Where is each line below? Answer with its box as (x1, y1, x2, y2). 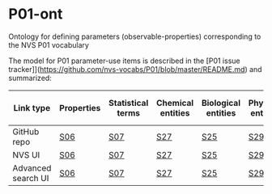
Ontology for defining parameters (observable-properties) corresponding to (8, 32, 261, 41)
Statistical (108, 97, 149, 108)
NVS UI (12, 149, 40, 160)
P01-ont (8, 5, 63, 23)
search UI (12, 172, 49, 183)
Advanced (12, 162, 52, 174)
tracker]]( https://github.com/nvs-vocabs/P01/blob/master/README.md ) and (8, 64, 262, 74)
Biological (201, 97, 241, 108)
